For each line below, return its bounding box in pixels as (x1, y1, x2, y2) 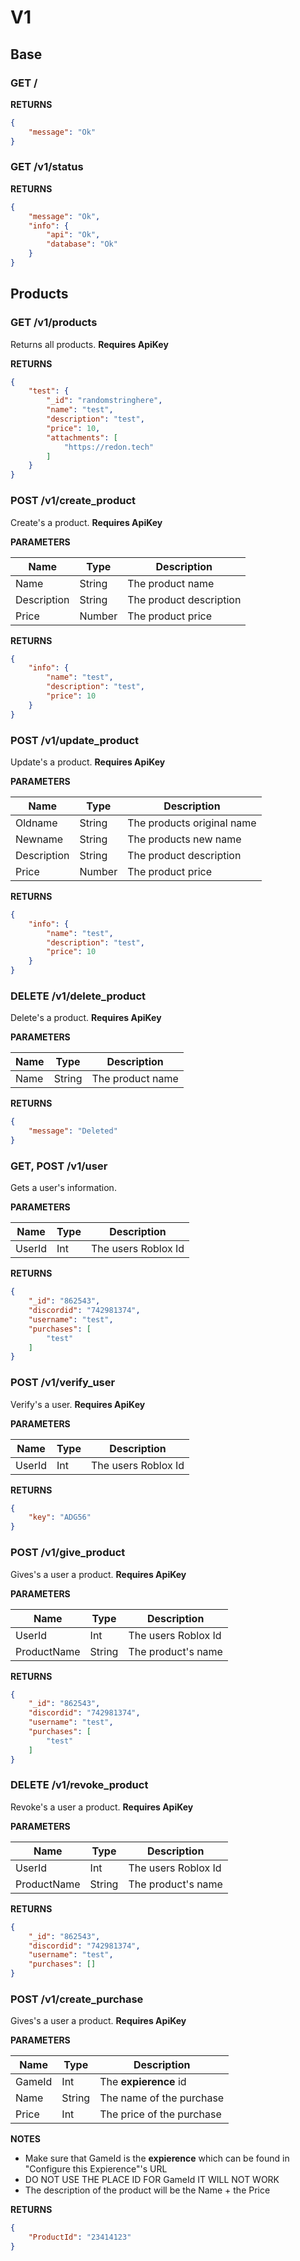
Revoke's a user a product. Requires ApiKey (10, 1801, 194, 1813)
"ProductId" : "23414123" (28, 2232, 132, 2243)
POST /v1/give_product (10, 1546, 126, 1560)
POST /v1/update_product (10, 733, 140, 747)
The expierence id (99, 2075, 187, 2089)
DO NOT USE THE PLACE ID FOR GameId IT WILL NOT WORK (24, 2174, 280, 2186)
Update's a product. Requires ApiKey (10, 756, 166, 768)
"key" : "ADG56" (28, 1512, 92, 1523)
